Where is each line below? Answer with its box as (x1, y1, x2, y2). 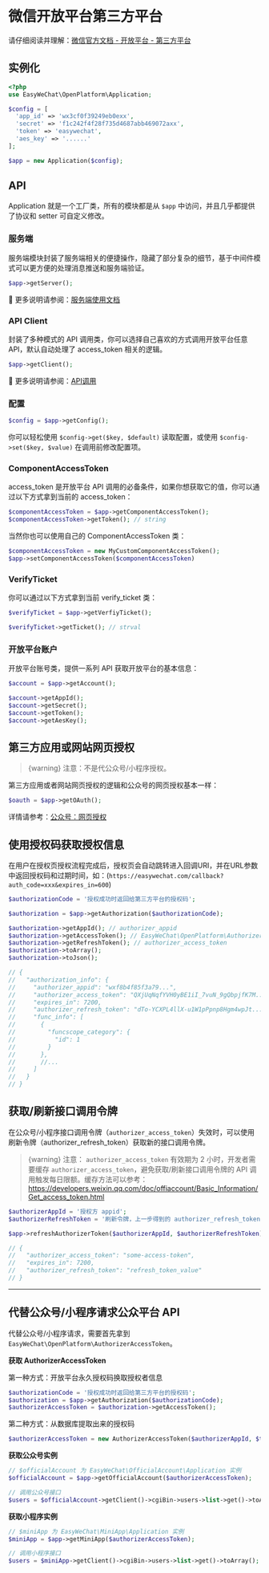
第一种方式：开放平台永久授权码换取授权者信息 (8, 1372, 163, 1382)
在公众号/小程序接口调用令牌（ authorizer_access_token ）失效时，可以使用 (8, 1127, 255, 1136)
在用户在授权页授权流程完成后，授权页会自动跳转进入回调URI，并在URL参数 (8, 860, 259, 870)
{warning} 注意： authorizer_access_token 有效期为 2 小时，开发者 (27, 1154, 249, 1164)
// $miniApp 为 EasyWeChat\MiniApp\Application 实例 (8, 1527, 184, 1535)
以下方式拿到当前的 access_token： (14, 492, 133, 502)
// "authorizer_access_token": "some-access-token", (8, 1251, 195, 1260)
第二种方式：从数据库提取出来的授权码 (8, 1419, 134, 1429)
